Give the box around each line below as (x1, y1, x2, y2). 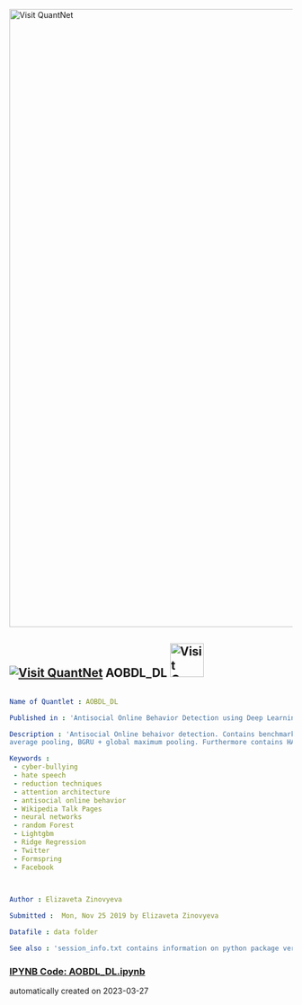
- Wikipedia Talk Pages (13, 805, 102, 814)
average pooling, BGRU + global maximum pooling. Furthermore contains (9, 738, 283, 747)
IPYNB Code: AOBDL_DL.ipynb (9, 965, 146, 977)
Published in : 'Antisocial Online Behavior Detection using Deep (9, 713, 263, 723)
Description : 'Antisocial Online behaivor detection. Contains (9, 729, 255, 739)
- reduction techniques (13, 778, 102, 788)
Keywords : (9, 754, 50, 763)
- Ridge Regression (13, 838, 87, 847)
